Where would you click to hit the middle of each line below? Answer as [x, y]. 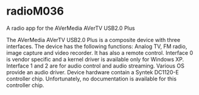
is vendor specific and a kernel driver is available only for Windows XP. [95, 59]
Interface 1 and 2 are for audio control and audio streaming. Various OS [95, 66]
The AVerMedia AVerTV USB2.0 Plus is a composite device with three [93, 40]
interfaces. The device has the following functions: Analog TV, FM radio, [97, 46]
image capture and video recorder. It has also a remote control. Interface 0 [100, 52]
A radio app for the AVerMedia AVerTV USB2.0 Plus [71, 28]
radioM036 [35, 11]
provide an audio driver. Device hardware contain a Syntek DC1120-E [93, 72]
